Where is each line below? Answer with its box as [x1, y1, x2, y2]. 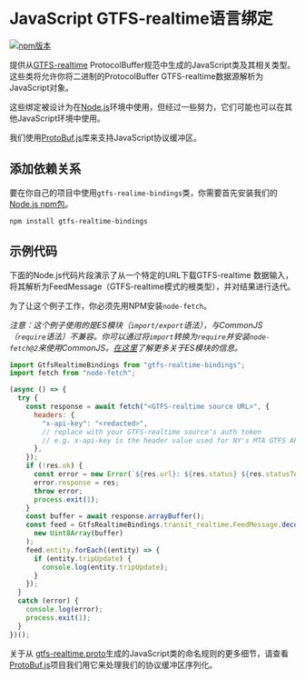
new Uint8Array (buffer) [33, 529, 124, 538]
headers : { [33, 410, 75, 419]
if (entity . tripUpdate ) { [33, 554, 132, 564]
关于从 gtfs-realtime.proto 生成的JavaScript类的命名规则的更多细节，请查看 [9, 647, 289, 659]
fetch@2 [9, 344, 39, 353]
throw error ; [33, 486, 84, 495]
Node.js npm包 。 [9, 198, 74, 209]
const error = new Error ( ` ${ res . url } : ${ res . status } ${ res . [33, 470, 266, 479]
